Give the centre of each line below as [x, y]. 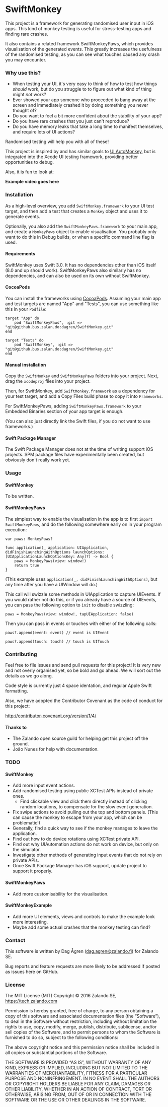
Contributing [21, 654]
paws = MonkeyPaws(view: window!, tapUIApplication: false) [70, 614]
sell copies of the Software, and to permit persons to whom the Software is [83, 1032]
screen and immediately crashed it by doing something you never [80, 105]
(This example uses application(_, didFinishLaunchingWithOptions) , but [81, 579]
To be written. [20, 496]
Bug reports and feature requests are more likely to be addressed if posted [82, 966]
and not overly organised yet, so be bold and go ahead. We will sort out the [83, 670]
